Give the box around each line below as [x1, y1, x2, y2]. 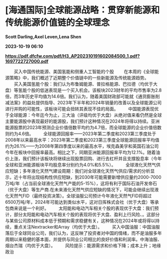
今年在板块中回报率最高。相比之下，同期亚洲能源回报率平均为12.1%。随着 [5, 149, 156, 155]
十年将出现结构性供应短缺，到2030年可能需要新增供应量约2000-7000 [18, 174, 162, 180]
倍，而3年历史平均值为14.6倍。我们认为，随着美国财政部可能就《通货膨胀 [5, 93, 156, 99]
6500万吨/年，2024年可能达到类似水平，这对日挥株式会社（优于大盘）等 [5, 199, 155, 205]
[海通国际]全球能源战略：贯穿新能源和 [5, 4, 160, 16]
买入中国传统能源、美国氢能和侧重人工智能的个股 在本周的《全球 [13, 68, 155, 75]
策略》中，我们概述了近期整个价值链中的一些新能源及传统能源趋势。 [9, 75, 149, 81]
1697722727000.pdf [5, 58, 49, 64]
